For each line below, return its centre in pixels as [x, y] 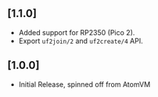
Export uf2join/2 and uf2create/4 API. [81, 41]
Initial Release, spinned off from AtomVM [84, 84]
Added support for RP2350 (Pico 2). [77, 32]
